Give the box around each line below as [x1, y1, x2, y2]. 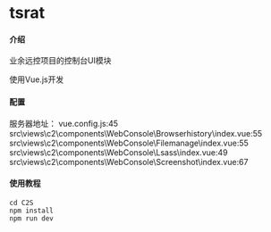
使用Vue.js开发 [9, 74, 64, 85]
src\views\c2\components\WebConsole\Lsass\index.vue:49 [9, 146, 228, 158]
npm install [9, 206, 54, 215]
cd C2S [9, 198, 34, 207]
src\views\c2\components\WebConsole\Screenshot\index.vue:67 [9, 156, 249, 167]
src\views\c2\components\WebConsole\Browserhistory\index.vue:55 [9, 128, 263, 138]
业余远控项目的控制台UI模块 [9, 55, 112, 66]
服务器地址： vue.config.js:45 [9, 118, 119, 128]
